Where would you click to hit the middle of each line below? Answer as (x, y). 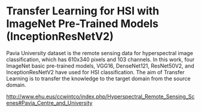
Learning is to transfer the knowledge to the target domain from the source (98, 78)
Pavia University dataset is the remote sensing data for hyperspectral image (100, 53)
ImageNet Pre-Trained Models (82, 24)
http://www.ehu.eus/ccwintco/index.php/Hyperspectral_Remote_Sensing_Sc (100, 96)
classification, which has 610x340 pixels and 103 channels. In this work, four (100, 59)
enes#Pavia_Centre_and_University (49, 102)
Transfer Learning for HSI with (83, 11)
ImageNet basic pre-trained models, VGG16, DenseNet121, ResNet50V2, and (100, 66)
